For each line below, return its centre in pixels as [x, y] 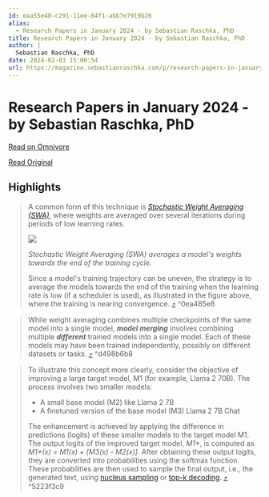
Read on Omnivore [39, 146]
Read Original [31, 162]
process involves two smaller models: [90, 387]
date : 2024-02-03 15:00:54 [53, 61]
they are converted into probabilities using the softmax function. [134, 460]
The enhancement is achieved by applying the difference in [126, 426]
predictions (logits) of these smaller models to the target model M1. [139, 435]
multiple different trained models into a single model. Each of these [139, 336]
